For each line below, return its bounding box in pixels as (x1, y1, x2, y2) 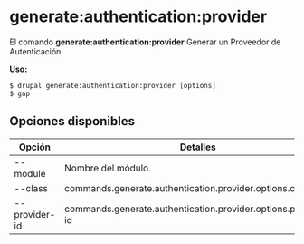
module (14, 167, 47, 180)
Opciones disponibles (9, 113, 136, 129)
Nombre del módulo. (64, 161, 152, 174)
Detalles (179, 141, 216, 153)
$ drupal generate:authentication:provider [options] (9, 81, 217, 90)
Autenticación (9, 45, 62, 56)
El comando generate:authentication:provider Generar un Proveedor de (9, 36, 281, 47)
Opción (18, 141, 52, 153)
